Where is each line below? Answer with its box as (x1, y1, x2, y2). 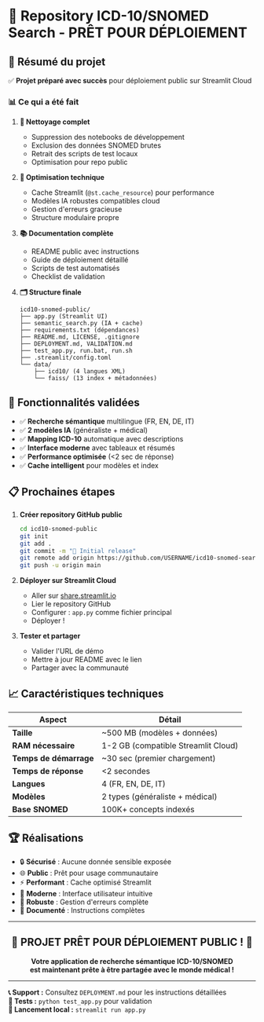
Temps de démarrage (12, 753, 94, 764)
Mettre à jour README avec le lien (31, 655, 143, 665)
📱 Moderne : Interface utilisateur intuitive (19, 888, 153, 898)
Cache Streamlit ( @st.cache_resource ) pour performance (31, 188, 214, 197)
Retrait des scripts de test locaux (31, 149, 138, 159)
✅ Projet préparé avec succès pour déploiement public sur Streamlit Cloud (8, 76, 252, 85)
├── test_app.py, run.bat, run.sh (19, 347, 133, 355)
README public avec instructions (31, 247, 140, 256)
